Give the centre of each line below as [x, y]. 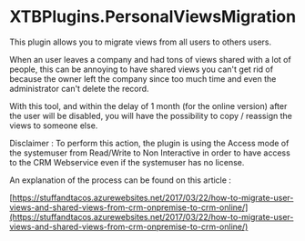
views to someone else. [54, 126]
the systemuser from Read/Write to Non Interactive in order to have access [150, 153]
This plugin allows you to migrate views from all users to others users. [141, 42]
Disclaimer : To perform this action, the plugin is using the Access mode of [149, 143]
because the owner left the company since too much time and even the [143, 78]
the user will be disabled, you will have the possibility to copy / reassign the [151, 115]
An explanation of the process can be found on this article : [121, 180]
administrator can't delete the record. [79, 88]
